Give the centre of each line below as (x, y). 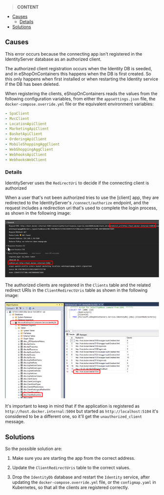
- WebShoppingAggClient (29, 149)
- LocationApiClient (26, 124)
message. (15, 422)
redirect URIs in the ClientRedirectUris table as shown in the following (76, 290)
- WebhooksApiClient (26, 155)
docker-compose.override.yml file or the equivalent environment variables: (79, 104)
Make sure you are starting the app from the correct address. (74, 458)
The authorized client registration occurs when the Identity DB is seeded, (79, 68)
